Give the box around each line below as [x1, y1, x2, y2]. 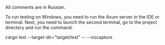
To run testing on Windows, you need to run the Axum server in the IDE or [5, 14, 160, 19]
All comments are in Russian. [5, 4, 66, 10]
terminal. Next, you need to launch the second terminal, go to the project [5, 19, 157, 25]
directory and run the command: [5, 24, 73, 30]
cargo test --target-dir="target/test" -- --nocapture [5, 34, 113, 40]
